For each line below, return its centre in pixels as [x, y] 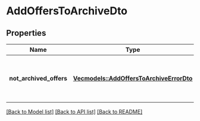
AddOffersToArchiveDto [67, 11]
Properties [26, 33]
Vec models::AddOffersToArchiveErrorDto [133, 78]
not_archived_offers [38, 78]
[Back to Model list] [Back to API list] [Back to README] [74, 112]
